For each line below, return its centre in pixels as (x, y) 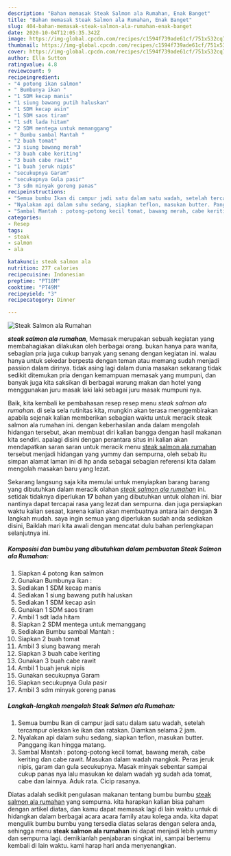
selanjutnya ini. (29, 533)
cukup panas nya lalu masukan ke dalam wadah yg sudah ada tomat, (115, 774)
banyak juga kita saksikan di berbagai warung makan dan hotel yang (105, 383)
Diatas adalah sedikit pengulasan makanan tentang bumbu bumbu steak (110, 795)
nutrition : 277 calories (43, 268)
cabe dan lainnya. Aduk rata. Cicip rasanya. (79, 781)
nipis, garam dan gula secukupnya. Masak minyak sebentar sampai (112, 767)
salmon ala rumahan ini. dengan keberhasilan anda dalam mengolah (104, 425)
